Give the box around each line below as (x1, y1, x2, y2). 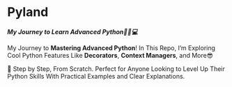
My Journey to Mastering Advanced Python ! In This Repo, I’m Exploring (7, 43, 216, 52)
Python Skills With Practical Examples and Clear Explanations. (7, 72, 185, 80)
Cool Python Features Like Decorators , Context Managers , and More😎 (7, 51, 214, 59)
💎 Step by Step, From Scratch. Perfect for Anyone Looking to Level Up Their (7, 64, 225, 73)
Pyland (7, 4, 49, 20)
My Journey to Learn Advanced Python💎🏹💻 (7, 27, 138, 35)
